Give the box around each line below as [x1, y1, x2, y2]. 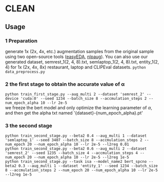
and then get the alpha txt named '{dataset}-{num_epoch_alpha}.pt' [5, 110, 143, 116]
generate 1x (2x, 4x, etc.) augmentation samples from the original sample [5, 48, 154, 54]
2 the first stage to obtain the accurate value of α [5, 81, 125, 88]
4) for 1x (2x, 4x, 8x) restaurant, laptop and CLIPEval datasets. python [5, 64, 146, 70]
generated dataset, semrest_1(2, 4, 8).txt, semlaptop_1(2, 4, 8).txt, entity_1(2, [5, 59, 159, 64]
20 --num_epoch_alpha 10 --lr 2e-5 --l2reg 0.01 [27, 142, 129, 147]
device [5, 96, 19, 101]
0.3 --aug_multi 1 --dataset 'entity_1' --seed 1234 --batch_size [18, 163, 158, 169]
